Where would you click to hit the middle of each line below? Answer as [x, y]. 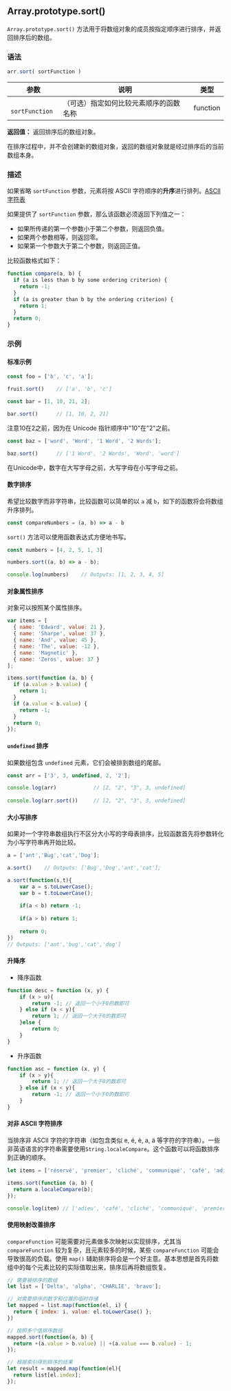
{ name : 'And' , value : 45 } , [55, 640]
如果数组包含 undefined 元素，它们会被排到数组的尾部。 [86, 762]
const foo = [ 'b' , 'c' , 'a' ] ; [51, 377]
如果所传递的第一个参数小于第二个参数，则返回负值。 [92, 229]
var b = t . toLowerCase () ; [57, 893]
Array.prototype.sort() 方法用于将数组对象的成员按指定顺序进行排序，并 [111, 29]
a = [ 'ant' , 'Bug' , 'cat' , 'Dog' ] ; [53, 856]
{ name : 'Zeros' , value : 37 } [56, 659]
